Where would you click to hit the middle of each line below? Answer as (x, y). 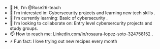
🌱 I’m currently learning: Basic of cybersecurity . (59, 18)
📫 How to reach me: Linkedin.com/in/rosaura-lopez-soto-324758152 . (81, 34)
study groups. (24, 28)
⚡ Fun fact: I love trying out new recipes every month (63, 41)
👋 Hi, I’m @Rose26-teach (35, 8)
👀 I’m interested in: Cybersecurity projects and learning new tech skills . (82, 13)
